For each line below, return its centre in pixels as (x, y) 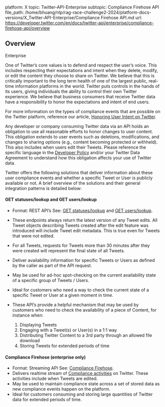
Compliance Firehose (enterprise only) (46, 357)
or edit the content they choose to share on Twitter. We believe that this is (80, 76)
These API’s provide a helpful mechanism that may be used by (75, 305)
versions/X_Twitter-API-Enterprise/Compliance (52, 18)
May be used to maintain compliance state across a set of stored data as (86, 384)
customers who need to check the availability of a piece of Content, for (84, 310)
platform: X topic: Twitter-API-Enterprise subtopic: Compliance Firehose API (82, 7)
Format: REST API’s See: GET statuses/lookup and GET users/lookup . (82, 211)
